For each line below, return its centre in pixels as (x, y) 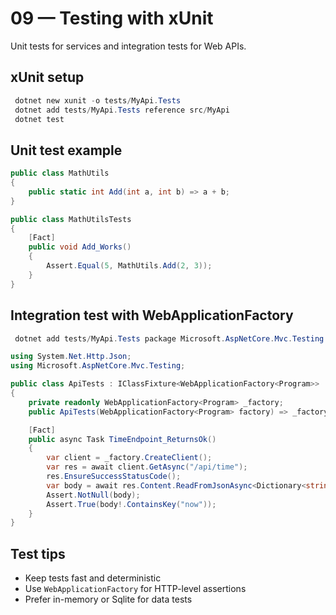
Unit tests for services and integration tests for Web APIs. (128, 46)
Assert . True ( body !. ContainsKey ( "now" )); (131, 504)
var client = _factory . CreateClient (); (129, 458)
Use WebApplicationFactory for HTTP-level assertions (135, 589)
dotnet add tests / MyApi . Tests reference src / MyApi (122, 110)
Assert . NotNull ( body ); (93, 495)
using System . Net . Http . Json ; (71, 357)
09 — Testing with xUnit (112, 18)
